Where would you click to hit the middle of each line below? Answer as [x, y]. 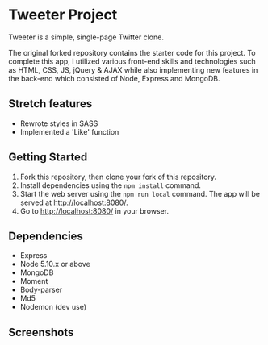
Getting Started [48, 158]
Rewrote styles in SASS [59, 123]
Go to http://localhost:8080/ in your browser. [94, 210]
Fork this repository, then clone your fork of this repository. [118, 177]
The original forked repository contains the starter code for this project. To [132, 52]
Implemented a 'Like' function [69, 131]
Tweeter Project [63, 15]
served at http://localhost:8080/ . [74, 202]
